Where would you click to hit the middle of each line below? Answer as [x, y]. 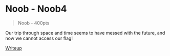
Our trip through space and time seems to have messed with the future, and [85, 33]
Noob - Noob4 [36, 9]
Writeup [14, 48]
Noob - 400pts [34, 23]
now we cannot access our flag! [39, 38]
